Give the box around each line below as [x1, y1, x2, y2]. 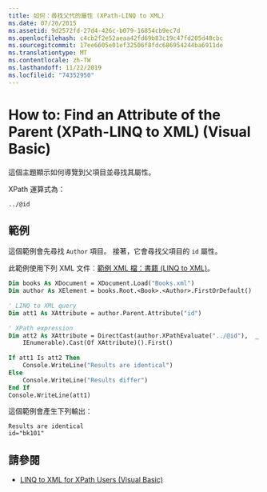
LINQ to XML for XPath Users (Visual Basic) [19, 475, 164, 485]
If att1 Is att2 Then [8, 354, 81, 362]
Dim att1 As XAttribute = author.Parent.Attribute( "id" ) [8, 309, 202, 317]
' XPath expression [8, 324, 74, 332]
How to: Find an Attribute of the [8, 106, 221, 124]
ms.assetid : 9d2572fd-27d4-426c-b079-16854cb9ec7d [8, 26, 181, 34]
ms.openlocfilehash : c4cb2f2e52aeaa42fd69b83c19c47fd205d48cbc [8, 34, 224, 42]
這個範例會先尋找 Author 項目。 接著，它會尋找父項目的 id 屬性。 [8, 246, 222, 256]
